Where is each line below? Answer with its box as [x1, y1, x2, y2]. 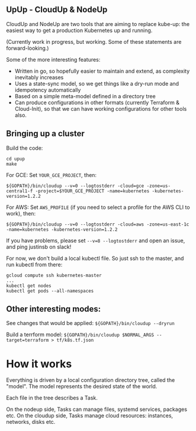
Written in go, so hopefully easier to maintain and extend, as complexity [14, 67, 190, 75]
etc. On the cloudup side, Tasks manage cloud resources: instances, [6, 412, 173, 419]
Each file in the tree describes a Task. [6, 394, 98, 401]
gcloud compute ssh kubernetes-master [6, 272, 102, 278]
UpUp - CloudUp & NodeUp [6, 5, 108, 15]
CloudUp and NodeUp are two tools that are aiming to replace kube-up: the [6, 20, 190, 27]
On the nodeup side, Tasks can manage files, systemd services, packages [6, 406, 188, 413]
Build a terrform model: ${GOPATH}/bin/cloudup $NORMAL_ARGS [6, 331, 155, 338]
